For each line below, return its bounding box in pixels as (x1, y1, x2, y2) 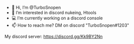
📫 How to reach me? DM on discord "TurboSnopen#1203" (11, 22, 130, 28)
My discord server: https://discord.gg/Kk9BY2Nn (4, 34, 103, 39)
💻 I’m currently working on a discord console (11, 15, 103, 21)
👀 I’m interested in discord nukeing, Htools (11, 10, 97, 15)
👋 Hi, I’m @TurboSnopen (11, 5, 61, 10)
